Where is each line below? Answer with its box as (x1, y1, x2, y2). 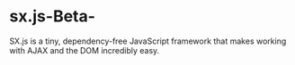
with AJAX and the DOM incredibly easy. (9, 45, 160, 55)
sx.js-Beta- (9, 6, 96, 27)
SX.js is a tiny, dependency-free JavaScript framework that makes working (9, 36, 287, 46)
